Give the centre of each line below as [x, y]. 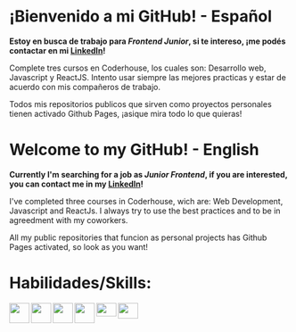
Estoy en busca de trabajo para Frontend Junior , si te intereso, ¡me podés [148, 41]
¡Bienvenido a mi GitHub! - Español [141, 17]
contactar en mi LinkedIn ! [58, 50]
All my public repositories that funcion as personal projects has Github [138, 237]
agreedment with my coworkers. [69, 220]
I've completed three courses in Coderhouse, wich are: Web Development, [146, 201]
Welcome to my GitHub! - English [134, 150]
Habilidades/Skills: [80, 283]
